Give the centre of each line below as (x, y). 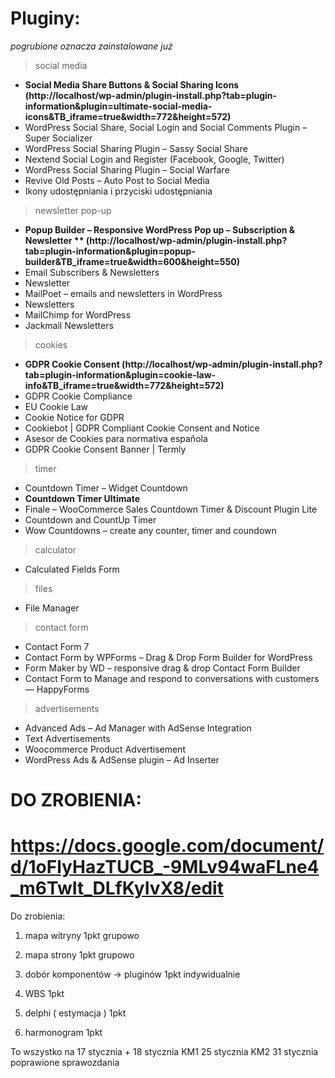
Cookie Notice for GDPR (74, 417)
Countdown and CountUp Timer (90, 519)
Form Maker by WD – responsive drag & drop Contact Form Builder (162, 668)
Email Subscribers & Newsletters (92, 272)
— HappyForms (57, 689)
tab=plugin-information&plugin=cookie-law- (120, 374)
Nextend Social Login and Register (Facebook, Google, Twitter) (154, 159)
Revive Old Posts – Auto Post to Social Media (117, 180)
